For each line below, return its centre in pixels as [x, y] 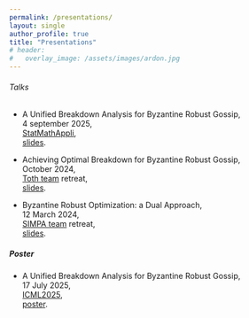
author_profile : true [49, 34]
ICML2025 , [43, 295]
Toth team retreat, [55, 179]
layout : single [37, 26]
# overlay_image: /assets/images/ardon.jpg [94, 58]
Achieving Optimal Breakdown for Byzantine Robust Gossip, [131, 159]
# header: [27, 50]
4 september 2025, [57, 124]
